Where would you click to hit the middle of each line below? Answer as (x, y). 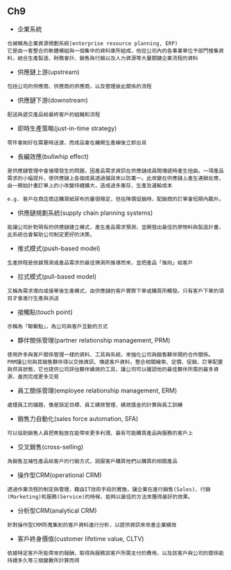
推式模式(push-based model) (59, 248)
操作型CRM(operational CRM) (59, 475)
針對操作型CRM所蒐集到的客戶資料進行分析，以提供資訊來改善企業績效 (92, 525)
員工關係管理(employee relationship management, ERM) (97, 390)
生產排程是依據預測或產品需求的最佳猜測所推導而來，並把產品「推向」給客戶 (100, 263)
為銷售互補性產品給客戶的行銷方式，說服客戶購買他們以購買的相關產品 (93, 461)
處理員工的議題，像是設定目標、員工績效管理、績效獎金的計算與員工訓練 (95, 405)
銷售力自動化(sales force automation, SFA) (78, 418)
